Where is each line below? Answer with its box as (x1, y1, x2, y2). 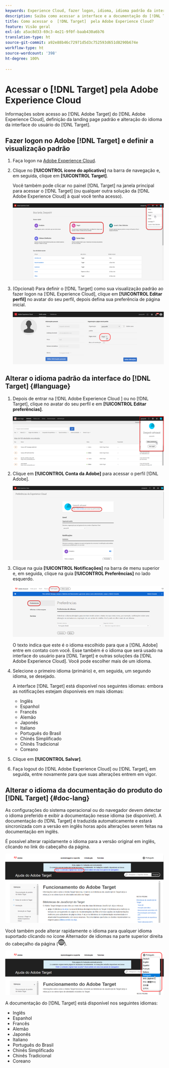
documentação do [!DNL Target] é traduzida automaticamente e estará (5, 818, 152, 824)
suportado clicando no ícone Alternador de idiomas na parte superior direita (5, 933, 163, 939)
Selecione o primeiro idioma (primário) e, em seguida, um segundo (12, 668, 151, 674)
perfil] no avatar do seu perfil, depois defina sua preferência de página (12, 296, 160, 302)
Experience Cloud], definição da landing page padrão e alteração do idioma (5, 116, 162, 123)
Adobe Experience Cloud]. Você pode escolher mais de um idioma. (12, 658, 152, 664)
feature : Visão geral (5, 24, 51, 29)
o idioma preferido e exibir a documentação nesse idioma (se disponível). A (5, 812, 162, 819)
